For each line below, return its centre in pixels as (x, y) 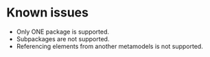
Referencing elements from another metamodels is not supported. (109, 46)
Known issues (47, 13)
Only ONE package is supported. (63, 32)
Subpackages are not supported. (63, 38)
